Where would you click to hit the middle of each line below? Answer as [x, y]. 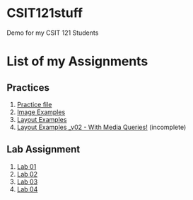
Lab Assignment [43, 149]
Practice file [34, 104]
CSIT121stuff [45, 13]
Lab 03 [27, 182]
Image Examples [41, 112]
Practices [28, 88]
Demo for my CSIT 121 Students [53, 33]
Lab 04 [27, 189]
